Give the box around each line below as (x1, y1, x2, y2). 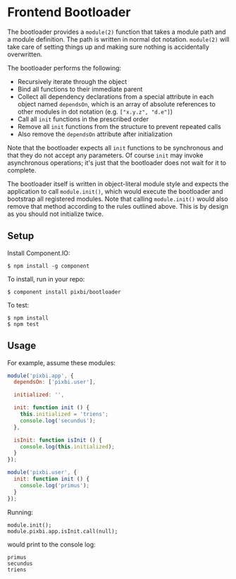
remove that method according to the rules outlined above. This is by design (7, 202, 229, 210)
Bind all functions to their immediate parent (17, 85, 143, 93)
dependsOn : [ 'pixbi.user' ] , (13, 379, 97, 386)
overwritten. (7, 50, 43, 59)
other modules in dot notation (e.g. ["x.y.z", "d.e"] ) (17, 107, 173, 116)
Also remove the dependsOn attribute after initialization (17, 130, 173, 138)
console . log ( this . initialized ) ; (20, 443, 115, 450)
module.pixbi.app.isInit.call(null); (7, 528, 118, 535)
